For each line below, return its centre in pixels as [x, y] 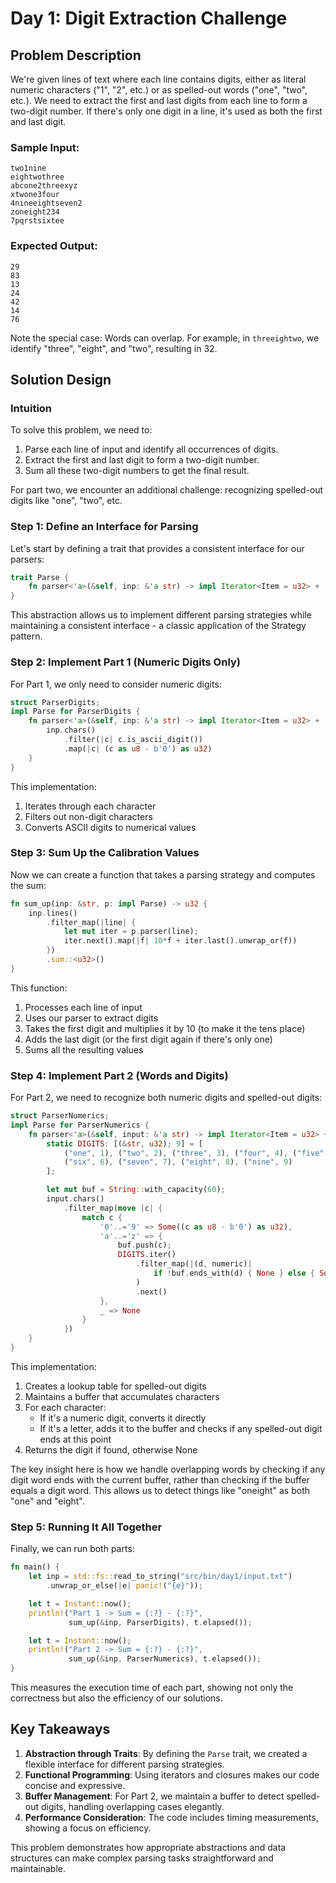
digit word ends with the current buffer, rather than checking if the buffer [160, 1479]
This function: [39, 988]
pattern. [26, 636]
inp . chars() [71, 730]
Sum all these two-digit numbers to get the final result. [137, 471]
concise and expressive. [75, 1785]
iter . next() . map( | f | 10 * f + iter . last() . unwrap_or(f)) [180, 941]
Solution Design [61, 379]
